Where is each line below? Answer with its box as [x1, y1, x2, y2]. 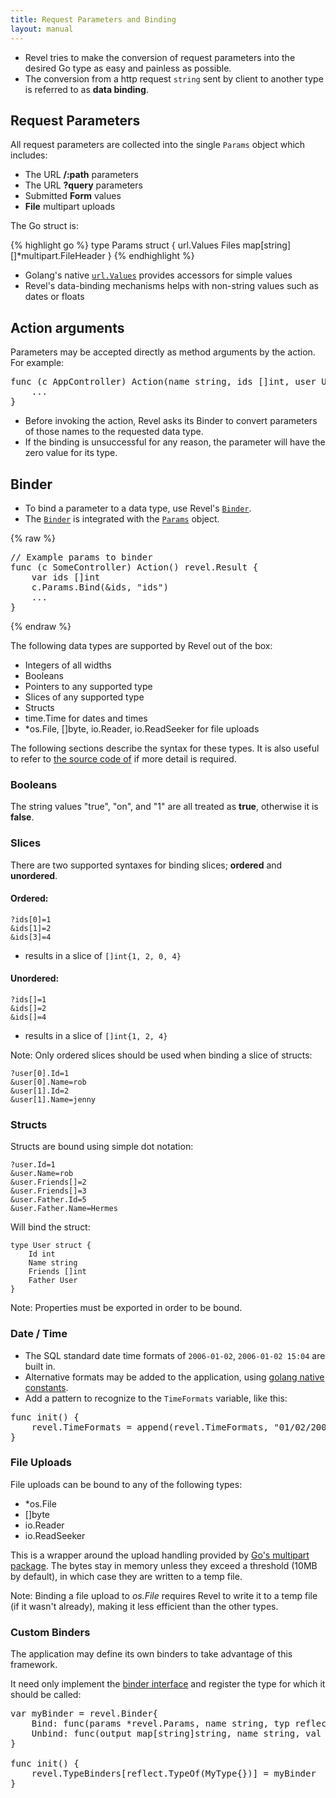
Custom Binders [10, 1625, 91, 1639]
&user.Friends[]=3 [10, 1186, 87, 1196]
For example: [10, 357, 65, 369]
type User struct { [10, 1241, 92, 1251]
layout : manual [10, 24, 74, 34]
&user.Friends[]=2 [10, 1177, 87, 1188]
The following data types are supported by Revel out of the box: [10, 639, 273, 651]
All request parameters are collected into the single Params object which [10, 139, 306, 151]
